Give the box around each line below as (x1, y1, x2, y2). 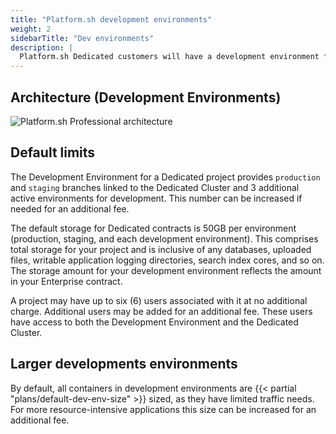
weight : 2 (10, 24, 52, 34)
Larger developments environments (10, 356, 238, 373)
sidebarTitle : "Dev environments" (10, 33, 155, 43)
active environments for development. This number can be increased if (10, 192, 303, 204)
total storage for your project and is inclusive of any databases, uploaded (10, 243, 312, 255)
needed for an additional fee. (10, 202, 130, 215)
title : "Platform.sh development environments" (10, 14, 213, 25)
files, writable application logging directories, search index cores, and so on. (10, 254, 325, 266)
